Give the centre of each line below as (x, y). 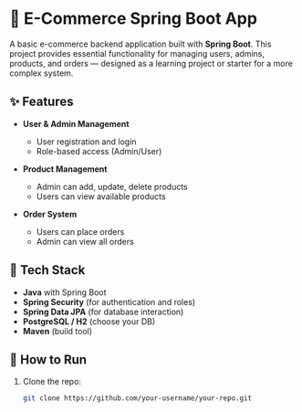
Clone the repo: (52, 382)
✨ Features (42, 102)
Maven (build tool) (57, 331)
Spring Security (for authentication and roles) (109, 301)
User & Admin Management (76, 123)
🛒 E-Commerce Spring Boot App (134, 19)
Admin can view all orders (85, 241)
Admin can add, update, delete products (112, 186)
